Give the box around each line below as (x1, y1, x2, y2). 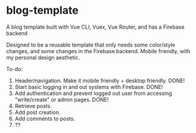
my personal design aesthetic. (6, 54, 80, 61)
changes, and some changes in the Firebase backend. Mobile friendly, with (6, 47, 191, 54)
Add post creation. (14, 109, 61, 116)
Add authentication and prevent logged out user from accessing (14, 89, 172, 97)
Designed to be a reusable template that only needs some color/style (6, 41, 176, 48)
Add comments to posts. (14, 115, 76, 122)
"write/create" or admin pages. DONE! (14, 96, 109, 103)
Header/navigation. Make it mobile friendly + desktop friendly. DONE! (14, 77, 185, 84)
